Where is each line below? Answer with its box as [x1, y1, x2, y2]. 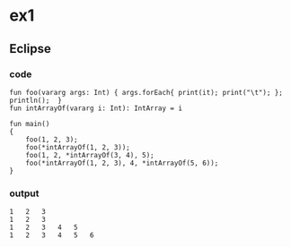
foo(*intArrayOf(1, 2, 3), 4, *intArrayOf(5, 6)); [25, 158, 219, 167]
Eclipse [9, 41, 52, 56]
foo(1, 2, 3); [25, 135, 78, 144]
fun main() [9, 119, 50, 128]
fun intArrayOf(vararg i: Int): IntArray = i [9, 104, 182, 113]
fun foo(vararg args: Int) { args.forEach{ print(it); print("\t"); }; [9, 88, 283, 97]
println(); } [9, 96, 63, 105]
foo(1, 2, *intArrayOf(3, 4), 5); [25, 150, 154, 159]
